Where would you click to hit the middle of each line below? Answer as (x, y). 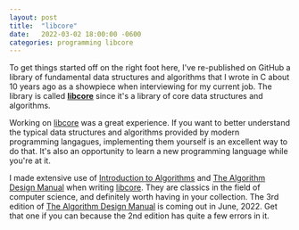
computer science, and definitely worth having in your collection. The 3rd (144, 197)
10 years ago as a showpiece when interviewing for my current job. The (141, 86)
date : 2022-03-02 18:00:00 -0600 (75, 34)
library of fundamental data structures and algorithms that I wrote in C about (149, 78)
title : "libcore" (43, 26)
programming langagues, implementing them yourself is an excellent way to (149, 142)
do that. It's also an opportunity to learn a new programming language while (149, 152)
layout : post (33, 17)
